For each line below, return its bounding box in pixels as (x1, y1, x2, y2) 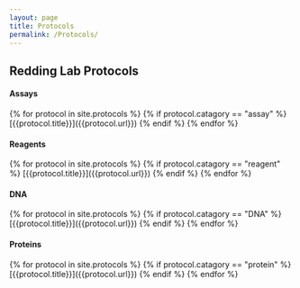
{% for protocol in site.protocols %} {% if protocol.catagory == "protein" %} (9, 258, 292, 270)
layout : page (9, 13, 59, 22)
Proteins (9, 238, 42, 249)
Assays (9, 88, 39, 99)
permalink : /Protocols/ (9, 30, 99, 39)
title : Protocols (9, 22, 75, 31)
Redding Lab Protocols (9, 63, 140, 78)
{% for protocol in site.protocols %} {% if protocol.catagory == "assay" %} (9, 108, 287, 119)
